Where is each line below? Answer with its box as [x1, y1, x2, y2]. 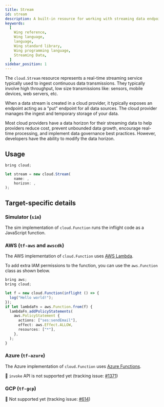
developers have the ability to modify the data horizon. [5, 136, 115, 142]
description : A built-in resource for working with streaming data [5, 16, 145, 21]
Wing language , [14, 35, 45, 40]
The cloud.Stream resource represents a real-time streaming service [5, 75, 143, 81]
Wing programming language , [14, 48, 71, 53]
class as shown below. [5, 268, 50, 274]
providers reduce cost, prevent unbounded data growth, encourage [5, 125, 141, 131]
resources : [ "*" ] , [18, 327, 56, 332]
